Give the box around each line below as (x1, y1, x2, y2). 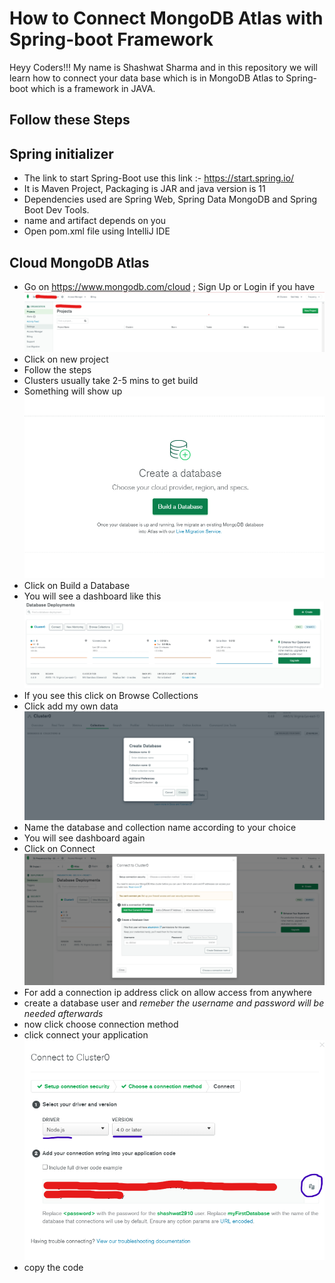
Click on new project (23, 353, 109, 365)
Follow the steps (23, 363, 92, 376)
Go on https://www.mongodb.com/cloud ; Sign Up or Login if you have (23, 280, 316, 292)
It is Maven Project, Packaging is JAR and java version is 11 (23, 183, 266, 195)
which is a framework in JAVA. (30, 82, 156, 94)
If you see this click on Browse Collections (23, 690, 199, 702)
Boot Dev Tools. (23, 204, 90, 216)
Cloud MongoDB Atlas (9, 254, 150, 271)
